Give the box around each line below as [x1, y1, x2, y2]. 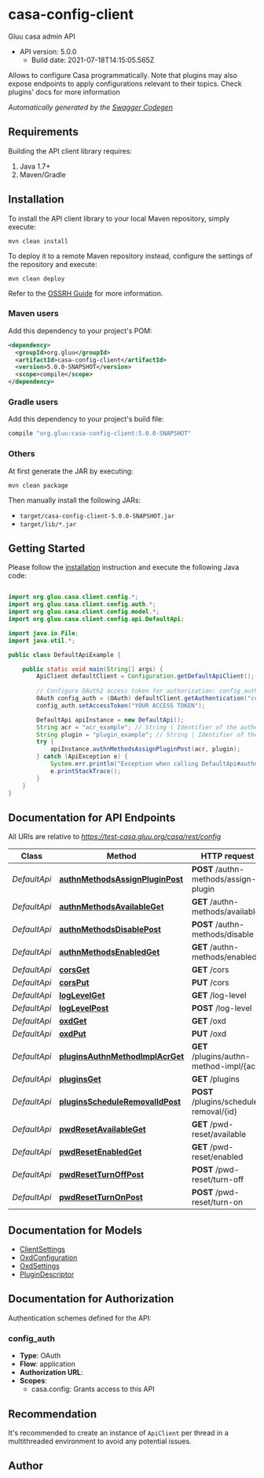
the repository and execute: [8, 259, 97, 269]
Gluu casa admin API [8, 32, 76, 41]
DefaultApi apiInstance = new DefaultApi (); [36, 715, 185, 724]
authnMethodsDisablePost [58, 924, 161, 935]
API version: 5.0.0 [19, 46, 77, 56]
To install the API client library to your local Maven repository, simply [8, 214, 230, 223]
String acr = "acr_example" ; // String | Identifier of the [36, 723, 237, 731]
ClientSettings [19, 1245, 65, 1254]
